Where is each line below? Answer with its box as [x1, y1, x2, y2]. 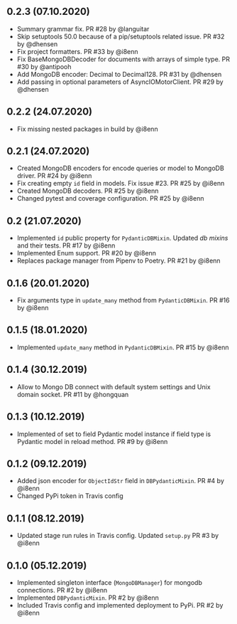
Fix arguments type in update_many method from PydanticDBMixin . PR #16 [16, 296, 230, 305]
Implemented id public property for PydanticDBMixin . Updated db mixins [16, 234, 228, 243]
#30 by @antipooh [16, 62, 72, 70]
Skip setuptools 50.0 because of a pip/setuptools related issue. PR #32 [16, 32, 225, 41]
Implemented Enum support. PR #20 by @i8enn [16, 249, 157, 258]
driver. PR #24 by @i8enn [16, 171, 92, 180]
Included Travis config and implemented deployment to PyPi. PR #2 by [16, 601, 224, 609]
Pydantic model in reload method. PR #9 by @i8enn [16, 437, 168, 445]
